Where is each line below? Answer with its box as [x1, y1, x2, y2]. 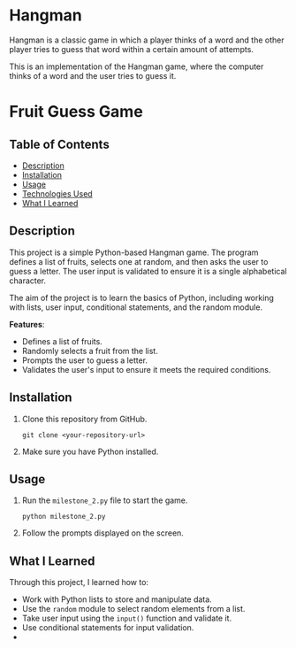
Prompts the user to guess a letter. [21, 355, 148, 366]
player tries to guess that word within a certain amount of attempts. [9, 43, 254, 54]
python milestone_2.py [21, 513, 106, 521]
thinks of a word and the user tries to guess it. [9, 70, 177, 81]
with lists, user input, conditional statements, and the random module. [9, 302, 263, 312]
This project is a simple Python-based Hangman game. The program [9, 247, 259, 258]
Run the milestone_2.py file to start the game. [21, 495, 188, 505]
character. [9, 275, 47, 286]
